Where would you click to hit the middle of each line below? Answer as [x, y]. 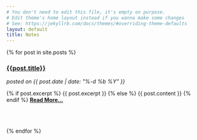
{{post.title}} [26, 68]
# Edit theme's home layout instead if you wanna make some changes [95, 18]
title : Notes [23, 35]
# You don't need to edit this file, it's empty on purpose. [86, 12]
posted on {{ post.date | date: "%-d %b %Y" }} [66, 82]
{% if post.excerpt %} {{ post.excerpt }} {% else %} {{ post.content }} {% [99, 93]
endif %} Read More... [35, 100]
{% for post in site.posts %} [41, 52]
